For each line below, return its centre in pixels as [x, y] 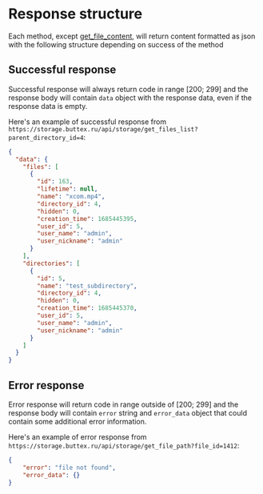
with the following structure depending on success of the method [116, 44]
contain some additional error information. [78, 421]
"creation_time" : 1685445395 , [87, 219]
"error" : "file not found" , [69, 468]
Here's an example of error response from [78, 436]
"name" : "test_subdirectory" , [87, 286]
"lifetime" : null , [68, 189]
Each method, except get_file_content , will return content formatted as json [132, 36]
